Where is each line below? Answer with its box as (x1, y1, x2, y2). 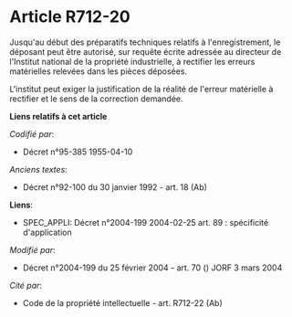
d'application (22, 227, 72, 238)
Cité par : (9, 280, 43, 291)
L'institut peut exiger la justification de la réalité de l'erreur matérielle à (9, 83, 274, 94)
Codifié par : (9, 128, 55, 139)
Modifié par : (9, 244, 57, 255)
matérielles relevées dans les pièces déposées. (9, 66, 188, 77)
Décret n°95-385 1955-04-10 (22, 146, 133, 157)
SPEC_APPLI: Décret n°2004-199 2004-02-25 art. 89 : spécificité (22, 217, 269, 227)
